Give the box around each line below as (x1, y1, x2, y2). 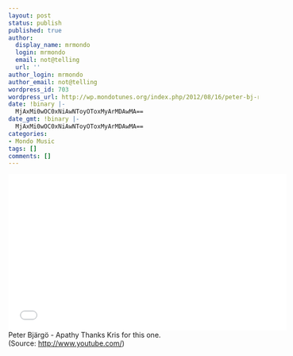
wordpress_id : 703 (8, 85, 69, 94)
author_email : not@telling (8, 78, 98, 86)
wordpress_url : (8, 93, 59, 101)
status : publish (8, 19, 62, 27)
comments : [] (8, 152, 52, 160)
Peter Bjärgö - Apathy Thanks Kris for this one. (8, 331, 161, 340)
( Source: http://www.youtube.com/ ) (8, 339, 125, 348)
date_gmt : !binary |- (8, 115, 80, 123)
